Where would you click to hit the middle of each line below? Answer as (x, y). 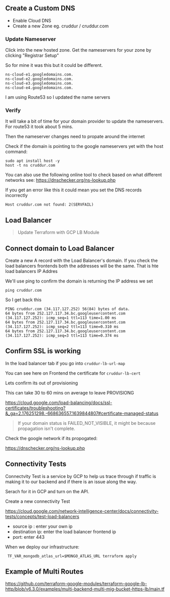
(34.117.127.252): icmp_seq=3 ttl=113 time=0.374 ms (62, 336)
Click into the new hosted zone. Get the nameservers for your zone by (78, 50)
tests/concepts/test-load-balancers (42, 516)
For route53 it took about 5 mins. (39, 127)
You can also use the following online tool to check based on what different (83, 175)
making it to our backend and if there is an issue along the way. (71, 482)
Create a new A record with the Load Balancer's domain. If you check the (81, 261)
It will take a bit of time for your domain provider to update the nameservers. (85, 122)
